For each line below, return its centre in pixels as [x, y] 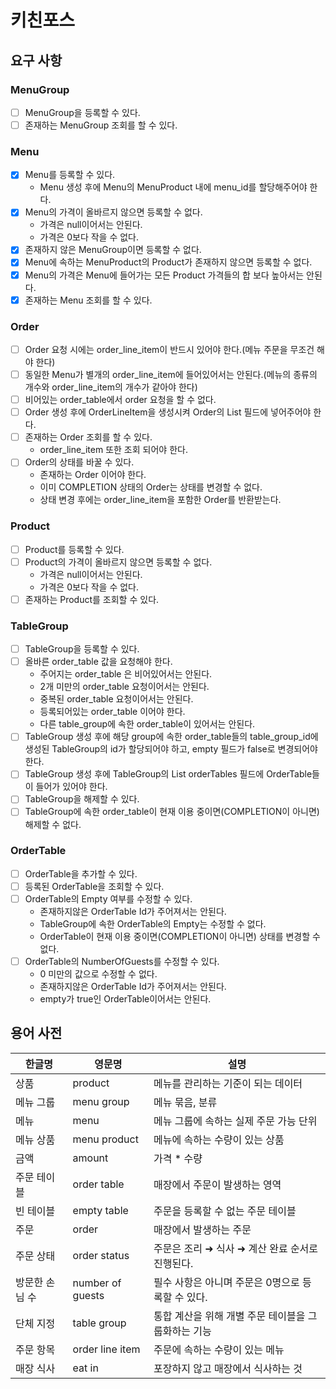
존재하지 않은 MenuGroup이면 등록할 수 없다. [113, 250]
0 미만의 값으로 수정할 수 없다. [98, 974]
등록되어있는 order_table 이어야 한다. [112, 712]
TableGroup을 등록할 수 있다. [82, 649]
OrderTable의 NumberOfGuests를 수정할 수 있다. [122, 961]
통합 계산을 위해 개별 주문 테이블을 [229, 1316]
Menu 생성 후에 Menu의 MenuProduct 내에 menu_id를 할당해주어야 [173, 187]
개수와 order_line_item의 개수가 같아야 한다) [111, 387]
